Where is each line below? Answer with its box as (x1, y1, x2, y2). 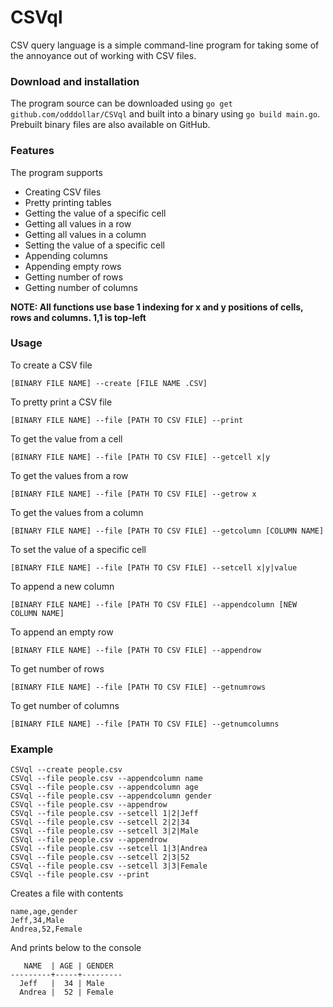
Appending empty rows (24, 260, 122, 272)
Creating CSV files (24, 186, 102, 198)
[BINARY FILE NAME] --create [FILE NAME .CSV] (10, 378, 208, 388)
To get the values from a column (10, 506, 144, 518)
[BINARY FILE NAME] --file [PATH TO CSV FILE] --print (10, 415, 244, 425)
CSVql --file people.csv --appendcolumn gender (10, 791, 213, 801)
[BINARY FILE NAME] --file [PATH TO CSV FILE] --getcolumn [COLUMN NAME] (10, 526, 325, 536)
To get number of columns (10, 699, 120, 711)
